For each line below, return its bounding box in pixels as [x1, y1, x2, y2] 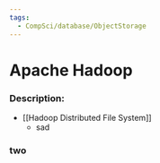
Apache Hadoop [9, 60, 133, 81]
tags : [9, 13, 30, 22]
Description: [9, 91, 65, 104]
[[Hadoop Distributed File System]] [22, 112, 152, 123]
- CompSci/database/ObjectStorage [17, 21, 147, 30]
